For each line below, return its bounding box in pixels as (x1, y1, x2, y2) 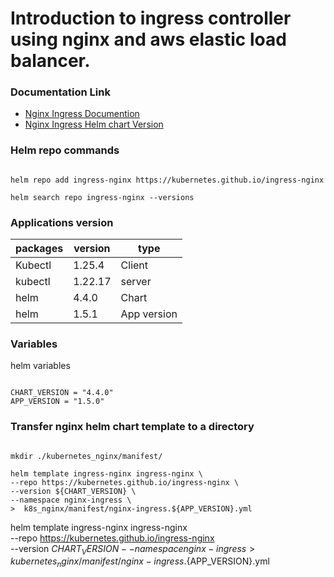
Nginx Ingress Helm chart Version (24, 118, 164, 131)
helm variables (10, 360, 71, 372)
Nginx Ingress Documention (24, 108, 140, 120)
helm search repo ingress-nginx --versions (10, 192, 195, 202)
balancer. (10, 50, 91, 72)
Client (120, 258, 149, 272)
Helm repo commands (10, 143, 120, 157)
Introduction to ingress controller (10, 7, 292, 30)
